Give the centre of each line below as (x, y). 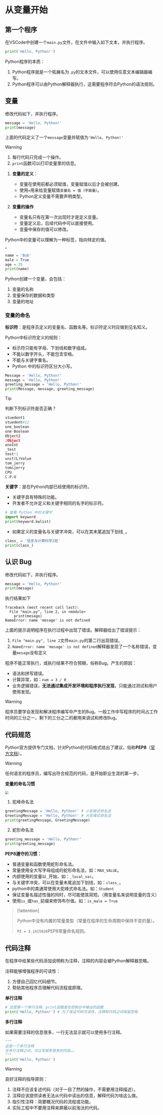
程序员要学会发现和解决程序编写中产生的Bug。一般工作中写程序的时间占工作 (81, 712)
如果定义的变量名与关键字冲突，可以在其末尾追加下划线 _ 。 (71, 532)
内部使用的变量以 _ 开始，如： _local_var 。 (54, 876)
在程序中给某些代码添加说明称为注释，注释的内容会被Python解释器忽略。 (78, 961)
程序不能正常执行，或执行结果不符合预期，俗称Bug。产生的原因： (71, 663)
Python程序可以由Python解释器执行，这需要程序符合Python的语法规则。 (84, 84)
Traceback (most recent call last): (42, 608)
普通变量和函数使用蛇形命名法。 (44, 864)
